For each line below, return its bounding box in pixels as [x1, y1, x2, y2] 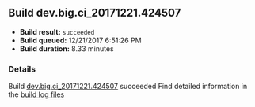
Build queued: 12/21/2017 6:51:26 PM [19, 35, 142, 45]
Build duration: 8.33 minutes [19, 43, 114, 53]
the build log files [8, 90, 65, 99]
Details [8, 63, 36, 74]
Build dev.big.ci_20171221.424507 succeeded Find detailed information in [8, 82, 248, 91]
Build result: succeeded [19, 27, 95, 36]
